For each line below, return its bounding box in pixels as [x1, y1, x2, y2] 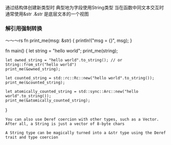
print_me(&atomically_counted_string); [5, 98, 91, 103]
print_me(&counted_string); [5, 80, 66, 86]
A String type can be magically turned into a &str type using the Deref [5, 130, 166, 136]
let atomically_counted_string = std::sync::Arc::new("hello [5, 89, 139, 94]
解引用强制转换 [5, 25, 42, 32]
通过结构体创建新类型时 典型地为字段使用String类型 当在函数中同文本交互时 [5, 5, 164, 10]
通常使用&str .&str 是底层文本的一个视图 [5, 11, 89, 17]
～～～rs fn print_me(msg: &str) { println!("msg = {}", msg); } [5, 37, 132, 44]
